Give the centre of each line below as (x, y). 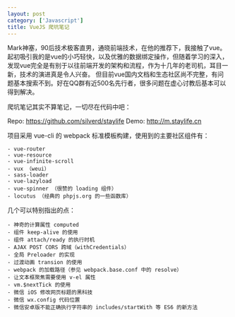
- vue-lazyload (30, 181)
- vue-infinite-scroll (41, 162)
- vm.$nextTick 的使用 (39, 285)
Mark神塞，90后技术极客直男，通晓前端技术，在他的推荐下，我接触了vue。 (117, 48)
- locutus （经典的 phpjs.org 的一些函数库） (70, 196)
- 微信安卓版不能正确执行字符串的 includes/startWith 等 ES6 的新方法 (103, 308)
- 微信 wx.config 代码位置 (44, 300)
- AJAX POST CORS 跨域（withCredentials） (68, 248)
